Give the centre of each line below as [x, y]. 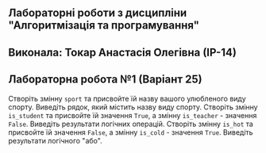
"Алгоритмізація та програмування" [104, 26]
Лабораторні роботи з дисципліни [98, 13]
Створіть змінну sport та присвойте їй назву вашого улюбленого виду [127, 98]
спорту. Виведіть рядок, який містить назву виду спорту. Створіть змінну [133, 107]
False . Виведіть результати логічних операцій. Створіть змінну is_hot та [131, 124]
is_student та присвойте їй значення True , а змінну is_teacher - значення [133, 115]
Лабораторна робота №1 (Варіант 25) [105, 80]
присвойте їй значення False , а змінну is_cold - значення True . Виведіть [131, 132]
